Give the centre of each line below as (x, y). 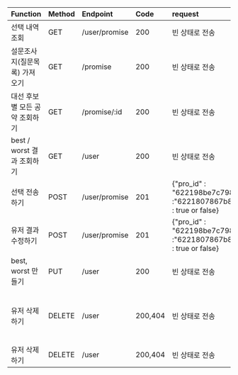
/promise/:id (102, 112)
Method (62, 14)
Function (26, 14)
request (186, 14)
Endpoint (97, 14)
